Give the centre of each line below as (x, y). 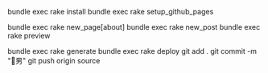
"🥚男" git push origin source (54, 61)
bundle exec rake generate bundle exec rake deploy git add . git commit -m (132, 51)
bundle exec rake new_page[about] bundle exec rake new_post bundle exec (134, 27)
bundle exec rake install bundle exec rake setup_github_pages (111, 12)
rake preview (29, 36)
